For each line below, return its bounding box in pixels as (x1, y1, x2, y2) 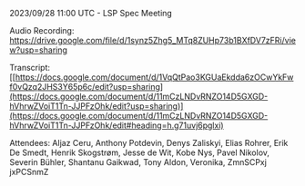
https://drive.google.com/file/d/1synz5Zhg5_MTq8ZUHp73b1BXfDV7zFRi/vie (9, 35, 296, 45)
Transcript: (9, 63, 51, 73)
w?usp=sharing (9, 44, 68, 55)
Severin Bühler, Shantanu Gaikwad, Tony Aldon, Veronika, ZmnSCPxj (9, 157, 267, 167)
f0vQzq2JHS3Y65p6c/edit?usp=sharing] (9, 82, 164, 92)
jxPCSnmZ (9, 167, 49, 177)
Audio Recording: (9, 25, 75, 35)
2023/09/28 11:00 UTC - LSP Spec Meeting (9, 8, 173, 18)
